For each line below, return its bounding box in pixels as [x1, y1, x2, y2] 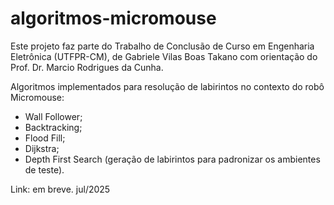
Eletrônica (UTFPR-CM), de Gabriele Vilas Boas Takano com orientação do [10, 50, 318, 62]
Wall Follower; [24, 110, 83, 122]
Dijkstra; [24, 142, 60, 154]
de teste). [24, 163, 65, 176]
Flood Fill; [24, 132, 66, 144]
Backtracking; [24, 121, 83, 133]
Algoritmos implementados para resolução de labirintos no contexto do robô [10, 80, 325, 92]
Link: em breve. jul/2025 [10, 183, 111, 195]
